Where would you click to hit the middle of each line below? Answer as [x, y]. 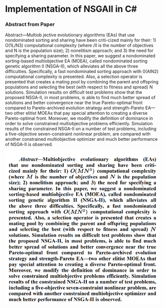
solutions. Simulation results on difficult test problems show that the [74, 92]
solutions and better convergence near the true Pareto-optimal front [74, 103]
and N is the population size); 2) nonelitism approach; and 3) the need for [79, 51]
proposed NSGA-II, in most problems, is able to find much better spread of [80, 98]
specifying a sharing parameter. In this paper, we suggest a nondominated [80, 56]
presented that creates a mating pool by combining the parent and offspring [82, 82]
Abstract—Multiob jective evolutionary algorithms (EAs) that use [70, 35]
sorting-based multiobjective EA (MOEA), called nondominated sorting [76, 61]
